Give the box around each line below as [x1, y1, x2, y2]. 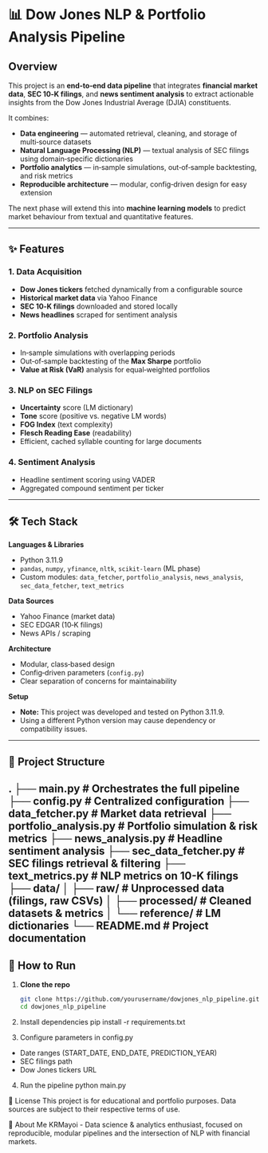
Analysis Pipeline [8, 28, 126, 46]
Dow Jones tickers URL [19, 1064, 97, 1074]
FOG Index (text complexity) [19, 419, 113, 430]
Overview [8, 60, 58, 73]
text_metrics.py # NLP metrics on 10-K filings [8, 869, 239, 883]
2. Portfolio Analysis [8, 329, 89, 340]
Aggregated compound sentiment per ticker [19, 483, 164, 493]
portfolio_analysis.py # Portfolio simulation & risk [8, 820, 258, 833]
